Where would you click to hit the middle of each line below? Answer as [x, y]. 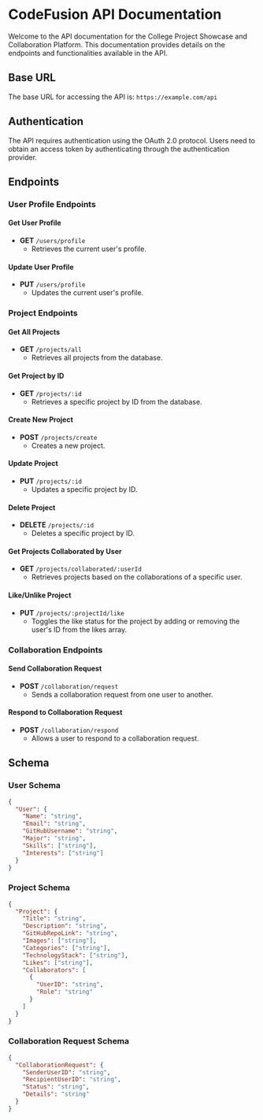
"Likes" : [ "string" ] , [57, 963]
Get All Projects [34, 331]
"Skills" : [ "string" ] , [59, 845]
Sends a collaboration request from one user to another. [122, 694]
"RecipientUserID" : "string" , [72, 1080]
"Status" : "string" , [56, 1087]
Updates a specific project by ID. [84, 490]
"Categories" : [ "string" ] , [67, 948]
